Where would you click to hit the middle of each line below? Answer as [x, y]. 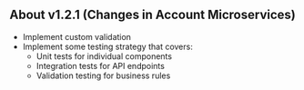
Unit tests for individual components [104, 56]
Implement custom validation [77, 36]
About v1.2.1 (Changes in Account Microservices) [152, 15]
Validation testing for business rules [103, 75]
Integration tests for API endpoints [101, 65]
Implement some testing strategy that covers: [107, 46]
